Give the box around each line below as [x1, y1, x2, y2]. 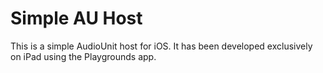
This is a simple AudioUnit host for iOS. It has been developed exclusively [10, 40, 313, 52]
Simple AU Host [10, 7, 143, 30]
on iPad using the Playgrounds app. [10, 50, 157, 62]
